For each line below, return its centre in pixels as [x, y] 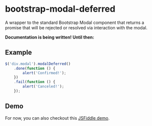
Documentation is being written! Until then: [50, 37]
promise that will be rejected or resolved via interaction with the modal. [76, 27]
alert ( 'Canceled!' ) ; [43, 86]
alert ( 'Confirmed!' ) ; [45, 73]
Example [19, 52]
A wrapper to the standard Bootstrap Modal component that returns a [75, 22]
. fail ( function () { [35, 82]
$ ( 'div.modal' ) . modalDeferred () [38, 64]
